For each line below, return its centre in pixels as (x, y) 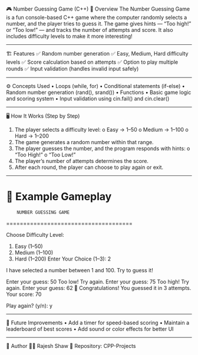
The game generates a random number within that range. (84, 142)
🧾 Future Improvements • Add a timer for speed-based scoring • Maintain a (98, 323)
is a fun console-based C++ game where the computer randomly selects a (97, 17)
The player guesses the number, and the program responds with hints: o (102, 148)
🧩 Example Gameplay (59, 197)
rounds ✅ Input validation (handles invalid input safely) (72, 69)
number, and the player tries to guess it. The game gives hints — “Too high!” (99, 24)
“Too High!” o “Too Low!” (45, 155)
